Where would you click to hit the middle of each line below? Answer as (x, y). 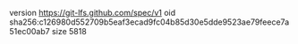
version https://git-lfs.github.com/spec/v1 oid (93, 13)
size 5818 (69, 31)
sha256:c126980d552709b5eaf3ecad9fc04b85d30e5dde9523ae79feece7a (149, 22)
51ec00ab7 (30, 31)
